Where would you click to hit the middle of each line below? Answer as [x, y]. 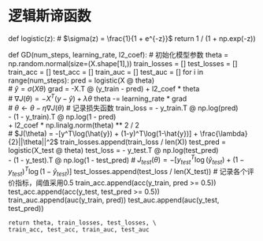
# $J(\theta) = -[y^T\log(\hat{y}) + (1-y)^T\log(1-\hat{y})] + [103, 133]
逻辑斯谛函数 [50, 16]
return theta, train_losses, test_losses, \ [82, 222]
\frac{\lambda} [224, 133]
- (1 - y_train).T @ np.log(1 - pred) [62, 117]
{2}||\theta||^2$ [33, 142]
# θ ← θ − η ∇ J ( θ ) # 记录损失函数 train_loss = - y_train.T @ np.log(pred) [123, 108]
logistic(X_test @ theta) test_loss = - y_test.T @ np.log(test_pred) [113, 150]
